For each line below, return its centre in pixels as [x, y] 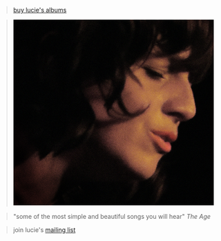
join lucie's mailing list [44, 230]
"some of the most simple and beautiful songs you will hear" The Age [112, 217]
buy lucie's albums [40, 10]
